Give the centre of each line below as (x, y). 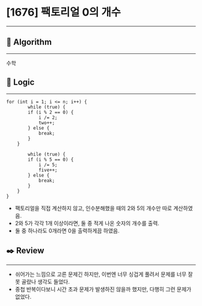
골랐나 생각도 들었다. (46, 282)
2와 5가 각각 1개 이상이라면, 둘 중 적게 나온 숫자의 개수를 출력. (87, 223)
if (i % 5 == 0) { (51, 160)
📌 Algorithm (29, 42)
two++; (47, 123)
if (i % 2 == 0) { (51, 112)
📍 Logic (20, 82)
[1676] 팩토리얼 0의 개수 (64, 12)
